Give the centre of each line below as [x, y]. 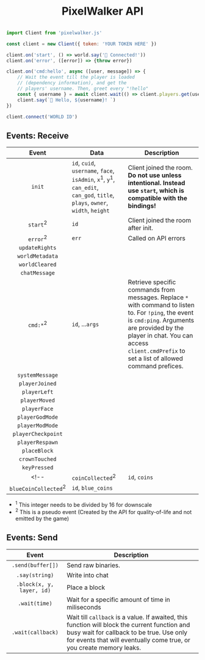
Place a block [86, 587]
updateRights [38, 248]
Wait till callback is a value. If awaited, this [127, 617]
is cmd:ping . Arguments [161, 320]
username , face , [93, 171]
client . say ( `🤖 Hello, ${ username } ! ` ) [67, 100]
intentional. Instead [156, 183]
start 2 [38, 224]
